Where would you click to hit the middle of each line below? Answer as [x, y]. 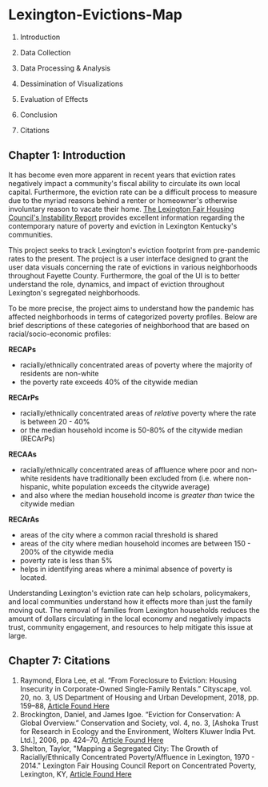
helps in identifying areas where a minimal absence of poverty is [126, 569]
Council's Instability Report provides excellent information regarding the [127, 217]
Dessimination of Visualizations [72, 83]
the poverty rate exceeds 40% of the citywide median [109, 382]
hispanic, [35, 486]
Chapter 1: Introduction [67, 155]
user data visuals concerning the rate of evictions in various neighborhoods [133, 267]
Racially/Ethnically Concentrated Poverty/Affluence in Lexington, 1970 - [137, 757]
